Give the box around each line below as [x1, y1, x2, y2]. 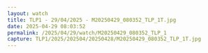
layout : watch [7, 10, 49, 17]
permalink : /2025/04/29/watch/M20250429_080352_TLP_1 [7, 29, 168, 36]
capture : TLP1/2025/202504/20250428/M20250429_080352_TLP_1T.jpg [7, 36, 201, 43]
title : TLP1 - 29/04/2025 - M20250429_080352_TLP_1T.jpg [7, 17, 177, 23]
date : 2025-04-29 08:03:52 [7, 23, 86, 30]
